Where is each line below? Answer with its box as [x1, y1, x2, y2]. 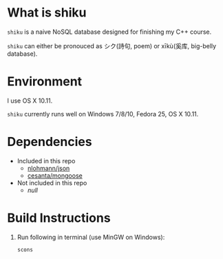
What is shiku [7, 5, 87, 21]
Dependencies [7, 134, 92, 149]
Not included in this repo [17, 178, 87, 187]
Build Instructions [7, 210, 111, 225]
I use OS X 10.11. [7, 96, 53, 105]
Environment [7, 74, 83, 90]
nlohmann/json [27, 164, 70, 172]
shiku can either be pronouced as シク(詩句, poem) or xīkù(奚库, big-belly [7, 41, 217, 50]
